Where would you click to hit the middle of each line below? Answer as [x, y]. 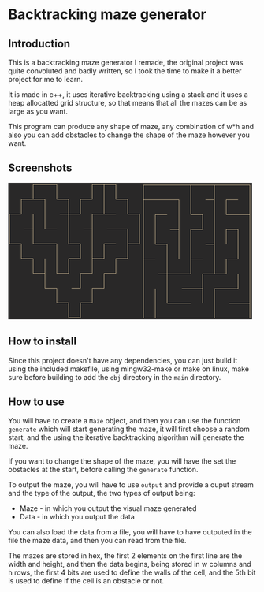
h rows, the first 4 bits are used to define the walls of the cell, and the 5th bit [132, 572]
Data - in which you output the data [77, 517]
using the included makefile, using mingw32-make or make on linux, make [129, 369]
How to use [36, 402]
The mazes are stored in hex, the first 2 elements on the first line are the [125, 556]
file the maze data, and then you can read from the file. [97, 541]
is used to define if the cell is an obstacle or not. [86, 581]
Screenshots [40, 168]
